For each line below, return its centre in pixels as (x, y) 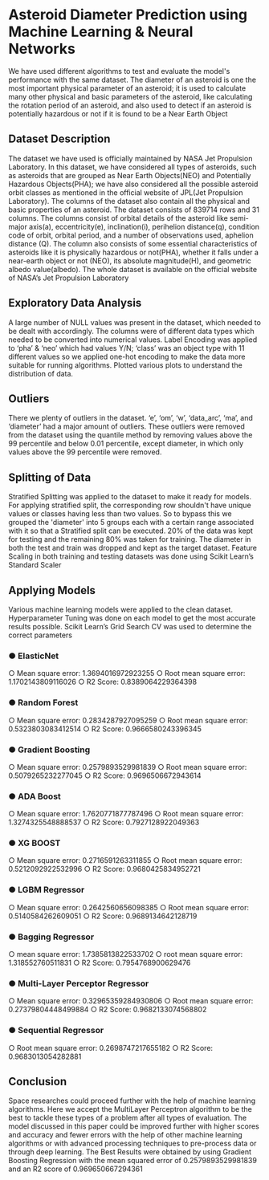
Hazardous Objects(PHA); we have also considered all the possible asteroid (133, 184)
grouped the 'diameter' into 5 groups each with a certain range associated (131, 523)
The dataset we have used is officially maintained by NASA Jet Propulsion (130, 158)
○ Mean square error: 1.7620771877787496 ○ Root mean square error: (126, 814)
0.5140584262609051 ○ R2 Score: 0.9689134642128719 (103, 916)
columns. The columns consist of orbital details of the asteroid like (118, 218)
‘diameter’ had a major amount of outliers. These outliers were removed (126, 426)
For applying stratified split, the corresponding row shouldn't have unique (130, 505)
